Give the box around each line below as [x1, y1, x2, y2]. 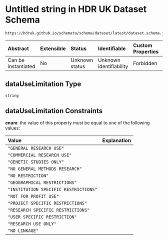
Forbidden [133, 59, 157, 66]
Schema [5, 14, 40, 25]
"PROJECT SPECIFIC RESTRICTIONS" [7, 200, 87, 206]
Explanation [102, 137, 131, 144]
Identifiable [97, 45, 126, 52]
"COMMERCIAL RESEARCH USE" [7, 152, 72, 158]
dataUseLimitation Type [5, 80, 81, 88]
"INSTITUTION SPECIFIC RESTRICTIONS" [7, 186, 97, 192]
